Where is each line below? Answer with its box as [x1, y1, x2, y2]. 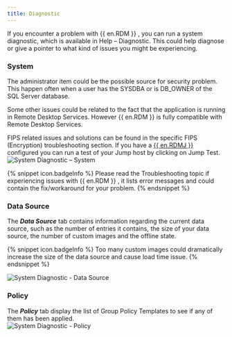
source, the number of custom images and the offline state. [7, 232, 177, 240]
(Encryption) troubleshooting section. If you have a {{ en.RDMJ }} [7, 140, 194, 149]
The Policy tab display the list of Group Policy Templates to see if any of [7, 306, 213, 315]
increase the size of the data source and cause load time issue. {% [7, 253, 198, 261]
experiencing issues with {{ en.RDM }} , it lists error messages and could [7, 176, 215, 185]
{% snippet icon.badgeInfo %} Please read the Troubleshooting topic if [7, 169, 210, 177]
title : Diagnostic [7, 10, 60, 17]
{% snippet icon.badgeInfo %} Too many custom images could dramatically [7, 245, 223, 254]
